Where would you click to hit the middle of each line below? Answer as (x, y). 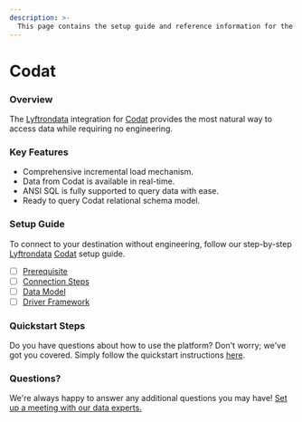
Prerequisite (45, 271)
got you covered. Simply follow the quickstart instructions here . (127, 355)
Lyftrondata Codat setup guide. (67, 254)
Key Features (39, 152)
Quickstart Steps (47, 325)
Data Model (44, 292)
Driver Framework (56, 302)
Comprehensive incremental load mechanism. (108, 172)
